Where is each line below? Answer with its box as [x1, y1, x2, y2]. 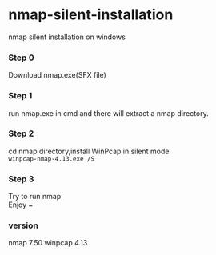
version [8, 220, 38, 231]
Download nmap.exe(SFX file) [8, 70, 106, 80]
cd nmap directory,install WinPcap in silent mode [8, 146, 170, 156]
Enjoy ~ [8, 200, 34, 209]
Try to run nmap [8, 192, 62, 201]
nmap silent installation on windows [8, 32, 126, 42]
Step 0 [8, 52, 34, 63]
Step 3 [8, 173, 34, 185]
